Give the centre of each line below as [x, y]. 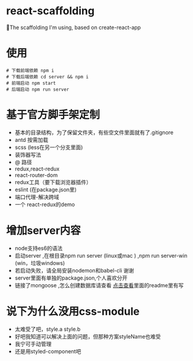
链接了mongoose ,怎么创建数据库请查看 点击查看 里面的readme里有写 [99, 285]
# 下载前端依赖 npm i [30, 70]
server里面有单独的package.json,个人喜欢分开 [71, 278]
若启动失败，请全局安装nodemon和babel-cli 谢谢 [74, 270]
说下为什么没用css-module [73, 311]
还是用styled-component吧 [48, 351]
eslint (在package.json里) [46, 189]
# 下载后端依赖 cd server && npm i [48, 77]
